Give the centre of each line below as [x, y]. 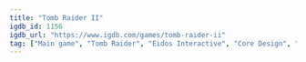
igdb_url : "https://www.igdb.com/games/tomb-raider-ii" [117, 35]
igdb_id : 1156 [36, 26]
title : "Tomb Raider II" [56, 18]
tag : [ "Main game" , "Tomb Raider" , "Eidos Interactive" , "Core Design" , [150, 43]
